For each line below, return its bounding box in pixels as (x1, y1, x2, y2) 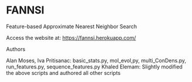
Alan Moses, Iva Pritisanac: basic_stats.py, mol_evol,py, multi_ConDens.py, (6, 57, 187, 64)
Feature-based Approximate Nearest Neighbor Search (6, 23, 137, 30)
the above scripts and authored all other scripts (6, 69, 121, 76)
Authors (6, 45, 25, 53)
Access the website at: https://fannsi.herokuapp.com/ (6, 34, 136, 41)
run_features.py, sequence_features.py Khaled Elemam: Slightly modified (6, 63, 183, 70)
